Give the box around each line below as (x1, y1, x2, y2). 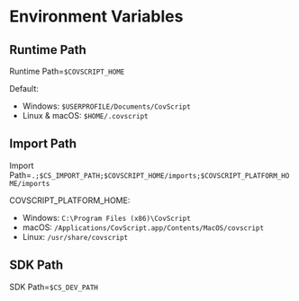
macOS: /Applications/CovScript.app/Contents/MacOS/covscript (22, 222, 264, 233)
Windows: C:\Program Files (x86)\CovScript (22, 212, 191, 223)
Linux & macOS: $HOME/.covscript (22, 111, 149, 120)
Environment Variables (9, 6, 184, 27)
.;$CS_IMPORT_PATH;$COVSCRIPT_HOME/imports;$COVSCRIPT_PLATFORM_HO (31, 171, 290, 181)
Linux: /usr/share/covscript (22, 231, 129, 242)
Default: (9, 84, 39, 93)
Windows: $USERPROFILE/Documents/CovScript (22, 101, 191, 111)
